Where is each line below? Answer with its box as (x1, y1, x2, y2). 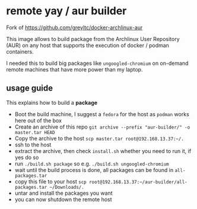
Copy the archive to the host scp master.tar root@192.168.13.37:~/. (14, 135, 184, 142)
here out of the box (14, 117, 62, 124)
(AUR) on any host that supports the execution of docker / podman (6, 42, 169, 49)
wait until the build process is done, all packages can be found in (14, 166, 174, 173)
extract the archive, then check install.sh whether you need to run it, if (14, 147, 192, 154)
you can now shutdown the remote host (14, 195, 112, 203)
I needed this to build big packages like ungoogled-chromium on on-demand (6, 60, 189, 67)
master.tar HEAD (14, 129, 55, 135)
